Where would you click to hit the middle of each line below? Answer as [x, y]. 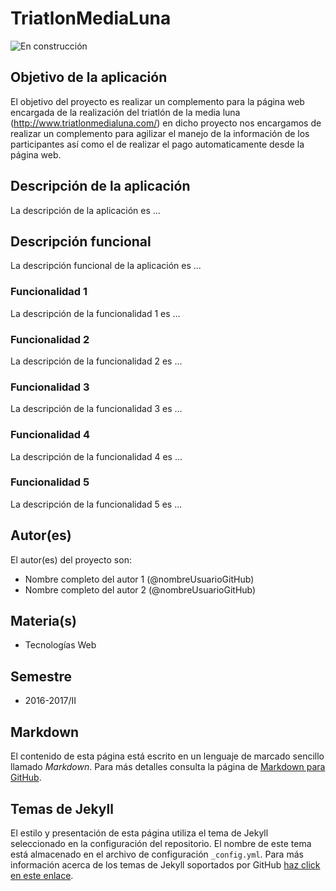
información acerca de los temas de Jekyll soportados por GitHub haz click [165, 864]
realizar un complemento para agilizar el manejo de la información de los [160, 133]
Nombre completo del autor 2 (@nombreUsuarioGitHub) [140, 589]
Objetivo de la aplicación [89, 77]
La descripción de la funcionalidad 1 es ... [95, 313]
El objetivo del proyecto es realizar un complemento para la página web [157, 101]
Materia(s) [43, 621]
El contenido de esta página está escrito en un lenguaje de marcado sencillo [167, 756]
